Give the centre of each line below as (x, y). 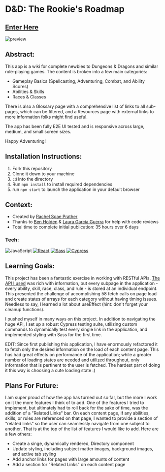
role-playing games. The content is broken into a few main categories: (76, 71)
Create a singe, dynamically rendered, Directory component (73, 443)
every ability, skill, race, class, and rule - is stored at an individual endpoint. (81, 288)
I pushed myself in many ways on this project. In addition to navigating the (81, 319)
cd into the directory (33, 179)
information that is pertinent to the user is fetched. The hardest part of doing (82, 365)
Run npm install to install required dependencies (62, 184)
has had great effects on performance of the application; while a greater (78, 354)
